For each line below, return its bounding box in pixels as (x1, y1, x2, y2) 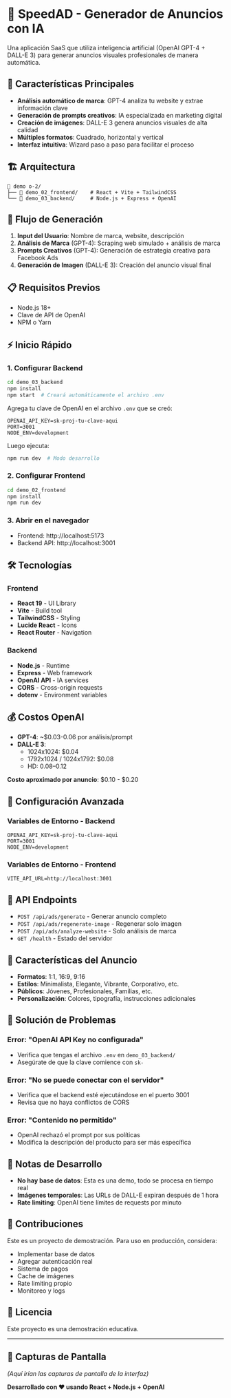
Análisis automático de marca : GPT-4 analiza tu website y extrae (16, 96, 203, 105)
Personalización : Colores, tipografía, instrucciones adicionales (16, 995, 196, 1002)
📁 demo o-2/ (7, 182, 41, 190)
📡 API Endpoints (7, 894, 78, 906)
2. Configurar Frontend (7, 471, 86, 480)
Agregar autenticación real (16, 1257, 93, 1265)
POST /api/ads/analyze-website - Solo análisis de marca (16, 927, 177, 935)
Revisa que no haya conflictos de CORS (16, 1098, 130, 1106)
